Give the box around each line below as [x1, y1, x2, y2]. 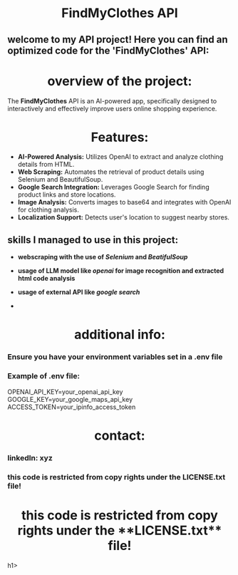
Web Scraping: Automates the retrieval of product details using [17, 167, 205, 176]
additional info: [73, 326, 166, 343]
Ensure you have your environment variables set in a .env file [7, 352, 223, 362]
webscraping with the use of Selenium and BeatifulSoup [17, 253, 188, 261]
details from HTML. [17, 160, 75, 169]
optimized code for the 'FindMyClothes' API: [7, 44, 209, 56]
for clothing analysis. [17, 205, 80, 214]
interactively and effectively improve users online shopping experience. [7, 104, 217, 113]
